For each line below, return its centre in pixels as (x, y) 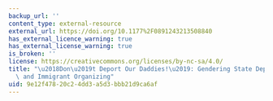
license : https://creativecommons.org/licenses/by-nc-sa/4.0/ (116, 62)
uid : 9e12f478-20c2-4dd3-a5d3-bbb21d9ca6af (83, 84)
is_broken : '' (32, 54)
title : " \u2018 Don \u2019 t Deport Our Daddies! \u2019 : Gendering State (130, 69)
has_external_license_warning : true (70, 46)
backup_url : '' (34, 16)
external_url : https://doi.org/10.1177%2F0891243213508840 (110, 31)
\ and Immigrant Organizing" (65, 77)
